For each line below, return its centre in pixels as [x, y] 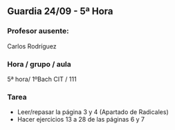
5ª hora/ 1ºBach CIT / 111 [42, 79]
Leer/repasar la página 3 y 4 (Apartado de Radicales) [93, 112]
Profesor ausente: [38, 31]
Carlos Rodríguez [32, 46]
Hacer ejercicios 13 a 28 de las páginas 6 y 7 [81, 120]
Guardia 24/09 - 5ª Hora [60, 11]
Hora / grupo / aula [39, 64]
